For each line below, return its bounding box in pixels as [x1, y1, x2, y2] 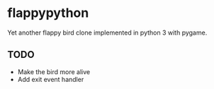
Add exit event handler [17, 75, 84, 83]
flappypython [7, 5, 89, 21]
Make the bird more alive [17, 67, 91, 76]
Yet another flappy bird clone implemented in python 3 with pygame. [7, 28, 208, 37]
